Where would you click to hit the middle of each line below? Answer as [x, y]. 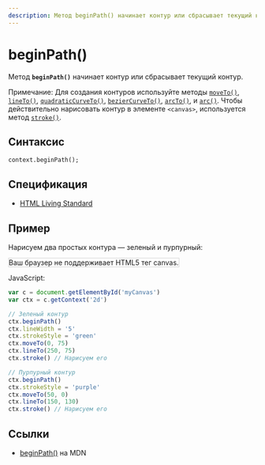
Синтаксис [36, 142]
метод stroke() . [35, 117]
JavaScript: [27, 278]
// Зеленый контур [38, 314]
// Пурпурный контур [42, 372]
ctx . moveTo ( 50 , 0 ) [38, 395]
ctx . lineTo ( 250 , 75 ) [42, 351]
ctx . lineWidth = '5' [42, 329]
